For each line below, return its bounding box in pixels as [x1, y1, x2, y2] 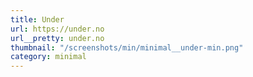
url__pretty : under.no [10, 33, 105, 43]
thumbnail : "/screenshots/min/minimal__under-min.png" [10, 42, 244, 53]
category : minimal [10, 52, 87, 62]
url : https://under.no [10, 24, 105, 34]
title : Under [10, 14, 65, 25]
